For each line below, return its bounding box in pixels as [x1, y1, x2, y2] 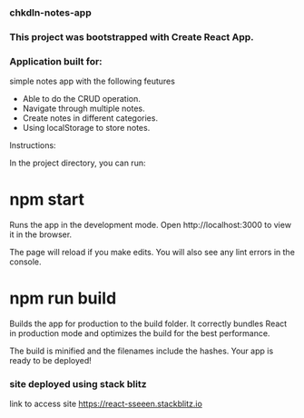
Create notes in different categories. [22, 113, 159, 124]
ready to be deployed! [9, 355, 93, 366]
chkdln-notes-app [9, 6, 93, 19]
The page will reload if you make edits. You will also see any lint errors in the [9, 247, 295, 258]
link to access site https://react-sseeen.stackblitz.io [9, 398, 202, 410]
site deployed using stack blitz [9, 377, 147, 390]
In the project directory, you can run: [9, 157, 146, 169]
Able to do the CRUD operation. [22, 94, 141, 104]
